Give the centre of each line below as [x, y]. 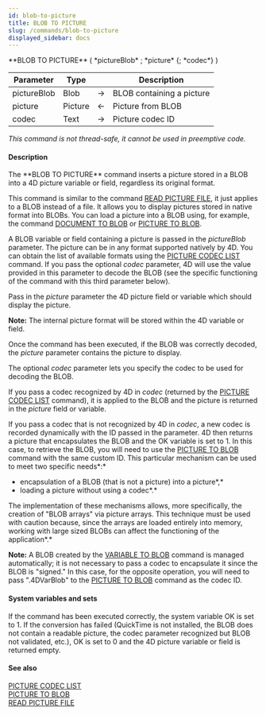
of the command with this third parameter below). [89, 281]
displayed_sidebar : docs [49, 38]
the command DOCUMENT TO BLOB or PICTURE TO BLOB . [105, 224]
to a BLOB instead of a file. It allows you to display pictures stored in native [130, 207]
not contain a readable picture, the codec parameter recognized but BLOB [129, 633]
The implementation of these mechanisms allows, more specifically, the [125, 506]
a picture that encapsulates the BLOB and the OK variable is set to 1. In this [130, 441]
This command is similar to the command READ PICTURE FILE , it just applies [133, 199]
